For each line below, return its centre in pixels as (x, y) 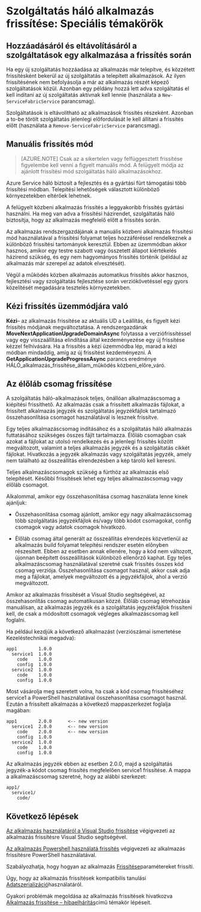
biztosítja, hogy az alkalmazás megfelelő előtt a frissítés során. (83, 220)
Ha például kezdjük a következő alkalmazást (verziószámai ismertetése (94, 632)
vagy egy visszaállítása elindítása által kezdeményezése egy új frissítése (96, 339)
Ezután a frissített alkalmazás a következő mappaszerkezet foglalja (89, 704)
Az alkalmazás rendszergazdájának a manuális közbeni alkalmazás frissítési (100, 231)
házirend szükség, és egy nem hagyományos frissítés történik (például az (97, 257)
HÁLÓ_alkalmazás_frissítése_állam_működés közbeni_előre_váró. (86, 365)
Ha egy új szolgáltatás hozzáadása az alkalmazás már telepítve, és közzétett (100, 69)
